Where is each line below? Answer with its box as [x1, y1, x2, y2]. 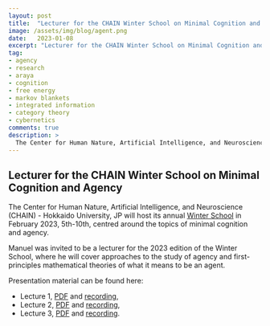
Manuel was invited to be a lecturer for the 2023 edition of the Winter [8, 243, 238, 253]
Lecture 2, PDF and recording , [19, 300, 121, 310]
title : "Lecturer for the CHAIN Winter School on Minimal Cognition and [8, 19, 261, 27]
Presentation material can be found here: [8, 276, 144, 286]
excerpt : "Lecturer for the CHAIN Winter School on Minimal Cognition [8, 42, 250, 50]
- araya [8, 71, 35, 79]
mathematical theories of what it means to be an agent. [43, 260, 226, 270]
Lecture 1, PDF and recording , [19, 291, 119, 301]
